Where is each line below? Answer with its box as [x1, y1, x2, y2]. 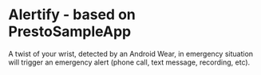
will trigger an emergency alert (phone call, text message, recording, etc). [8, 57, 251, 67]
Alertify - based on [8, 6, 136, 24]
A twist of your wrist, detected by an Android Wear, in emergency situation [8, 49, 254, 58]
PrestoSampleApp [8, 22, 132, 41]
